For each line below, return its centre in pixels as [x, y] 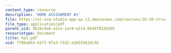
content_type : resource [31, 10]
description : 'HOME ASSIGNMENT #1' [43, 15]
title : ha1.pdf [21, 38]
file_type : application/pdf [35, 24]
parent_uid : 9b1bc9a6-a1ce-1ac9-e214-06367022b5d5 [60, 29]
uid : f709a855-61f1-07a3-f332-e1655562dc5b [52, 43]
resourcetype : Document [31, 33]
